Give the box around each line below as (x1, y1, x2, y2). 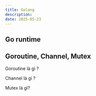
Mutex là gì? (5, 84, 30, 90)
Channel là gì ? (5, 75, 36, 81)
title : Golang (5, 7, 35, 12)
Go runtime (5, 35, 41, 43)
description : (5, 12, 32, 17)
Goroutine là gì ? (5, 65, 39, 71)
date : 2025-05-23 (5, 16, 41, 21)
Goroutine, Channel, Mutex (5, 52, 91, 60)
